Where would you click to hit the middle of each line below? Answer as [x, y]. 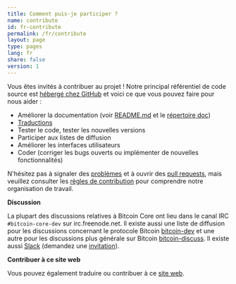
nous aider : [25, 101]
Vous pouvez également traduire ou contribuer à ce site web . [96, 273]
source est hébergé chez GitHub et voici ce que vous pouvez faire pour [111, 94]
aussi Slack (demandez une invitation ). [63, 246]
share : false [26, 60]
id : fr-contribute [34, 27]
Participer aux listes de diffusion [64, 137]
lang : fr [20, 54]
